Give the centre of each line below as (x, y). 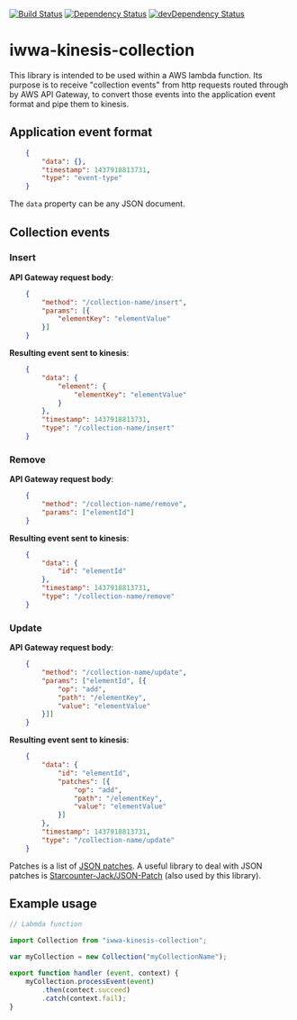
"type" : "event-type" (82, 178)
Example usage (53, 904)
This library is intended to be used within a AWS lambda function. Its (136, 75)
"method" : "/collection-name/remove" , (114, 505)
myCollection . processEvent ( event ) (90, 981)
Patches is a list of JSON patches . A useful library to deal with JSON (136, 866)
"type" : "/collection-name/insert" (108, 428)
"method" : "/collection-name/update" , (114, 673)
